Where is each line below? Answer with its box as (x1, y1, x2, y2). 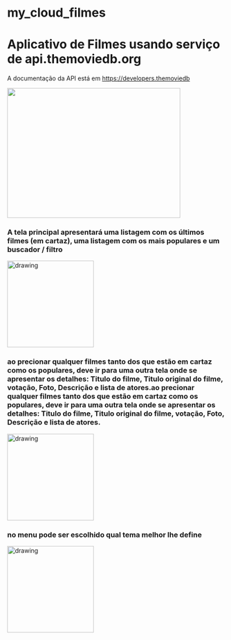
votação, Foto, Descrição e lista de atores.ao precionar (7, 383, 195, 393)
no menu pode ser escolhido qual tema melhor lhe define (7, 530, 202, 540)
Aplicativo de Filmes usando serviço (7, 37, 221, 53)
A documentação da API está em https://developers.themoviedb (7, 74, 190, 82)
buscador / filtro (7, 245, 64, 254)
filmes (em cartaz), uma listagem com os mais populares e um (7, 236, 220, 246)
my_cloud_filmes (7, 5, 106, 21)
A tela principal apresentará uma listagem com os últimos (7, 227, 205, 237)
